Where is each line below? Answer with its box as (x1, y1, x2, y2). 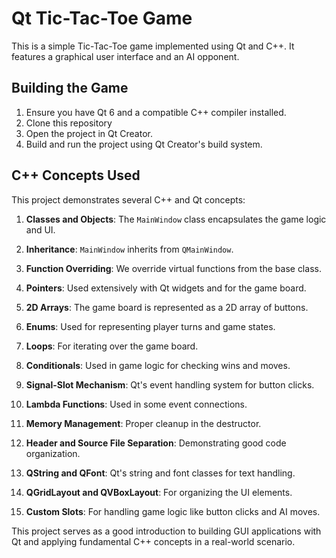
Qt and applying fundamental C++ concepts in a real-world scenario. (11, 535, 296, 547)
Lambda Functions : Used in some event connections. (25, 398, 248, 410)
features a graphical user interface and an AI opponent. (11, 50, 240, 62)
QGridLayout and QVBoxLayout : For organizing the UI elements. (25, 486, 293, 498)
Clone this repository (25, 117, 113, 129)
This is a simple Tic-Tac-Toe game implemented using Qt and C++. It (11, 40, 295, 52)
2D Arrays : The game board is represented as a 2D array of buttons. (25, 301, 309, 313)
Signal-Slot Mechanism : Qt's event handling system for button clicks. (25, 378, 315, 391)
